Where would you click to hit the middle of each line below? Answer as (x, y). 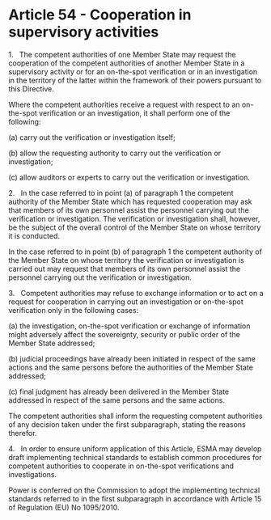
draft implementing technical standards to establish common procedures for (135, 457)
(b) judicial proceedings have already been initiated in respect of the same (132, 358)
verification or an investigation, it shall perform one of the (135, 113)
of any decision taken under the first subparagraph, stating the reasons (127, 424)
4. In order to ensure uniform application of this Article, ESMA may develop (135, 448)
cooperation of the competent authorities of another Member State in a (127, 63)
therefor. (23, 433)
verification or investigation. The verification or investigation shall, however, (134, 218)
